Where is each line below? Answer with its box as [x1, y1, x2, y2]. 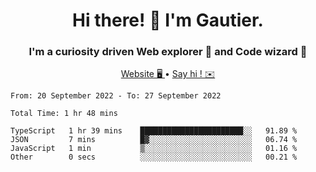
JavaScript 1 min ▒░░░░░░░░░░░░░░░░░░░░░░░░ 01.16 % [10, 144, 298, 154]
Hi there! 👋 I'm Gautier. [72, 9, 264, 32]
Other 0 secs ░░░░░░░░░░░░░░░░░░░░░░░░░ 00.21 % [10, 152, 298, 163]
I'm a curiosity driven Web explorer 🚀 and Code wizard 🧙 [28, 45, 308, 59]
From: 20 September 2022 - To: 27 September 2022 [10, 91, 222, 101]
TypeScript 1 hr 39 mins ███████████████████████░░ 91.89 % [10, 126, 298, 136]
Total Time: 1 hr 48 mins [10, 109, 118, 119]
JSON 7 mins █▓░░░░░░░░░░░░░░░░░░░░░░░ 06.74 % [10, 135, 298, 145]
